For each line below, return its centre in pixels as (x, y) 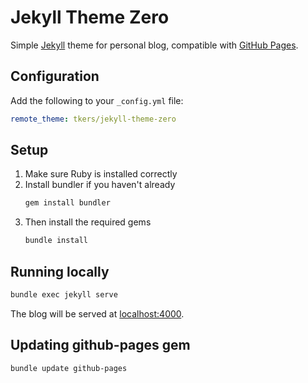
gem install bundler (67, 203)
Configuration (55, 76)
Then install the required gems (88, 222)
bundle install (56, 241)
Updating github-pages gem (100, 345)
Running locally (60, 271)
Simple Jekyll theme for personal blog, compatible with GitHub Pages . (154, 45)
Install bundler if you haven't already (100, 185)
